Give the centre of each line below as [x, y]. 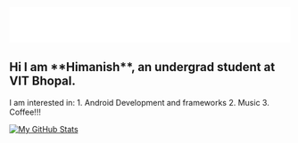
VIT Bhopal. [42, 81]
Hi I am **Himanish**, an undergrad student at [142, 67]
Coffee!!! [25, 112]
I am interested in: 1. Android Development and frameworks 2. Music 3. [139, 102]
